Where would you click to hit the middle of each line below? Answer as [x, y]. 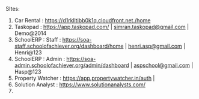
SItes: [13, 9]
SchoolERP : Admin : [40, 59]
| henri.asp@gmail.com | [155, 46]
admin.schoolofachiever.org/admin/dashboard [72, 65]
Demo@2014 [30, 33]
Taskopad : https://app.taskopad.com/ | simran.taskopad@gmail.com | [102, 27]
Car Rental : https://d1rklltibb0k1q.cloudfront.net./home [82, 20]
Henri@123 [28, 53]
